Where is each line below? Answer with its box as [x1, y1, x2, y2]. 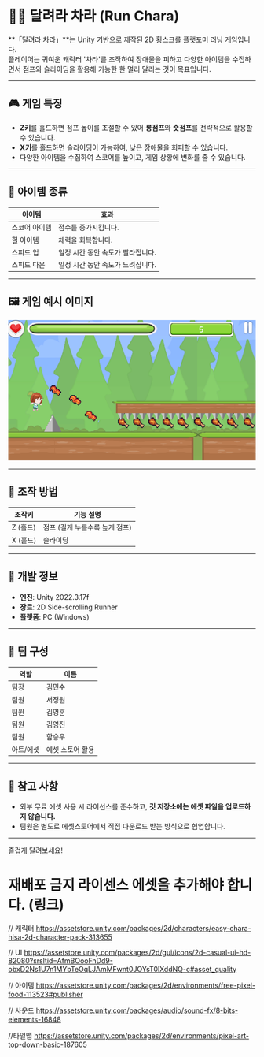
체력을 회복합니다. [58, 235, 113, 244]
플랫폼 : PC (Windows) [19, 612, 90, 621]
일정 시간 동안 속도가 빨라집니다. [58, 248, 157, 257]
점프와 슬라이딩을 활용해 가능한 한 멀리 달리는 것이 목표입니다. [22, 64, 211, 73]
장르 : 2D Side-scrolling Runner [19, 602, 118, 612]
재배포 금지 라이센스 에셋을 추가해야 [8, 876, 224, 895]
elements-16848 [8, 1014, 61, 1024]
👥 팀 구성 [8, 645, 49, 658]
